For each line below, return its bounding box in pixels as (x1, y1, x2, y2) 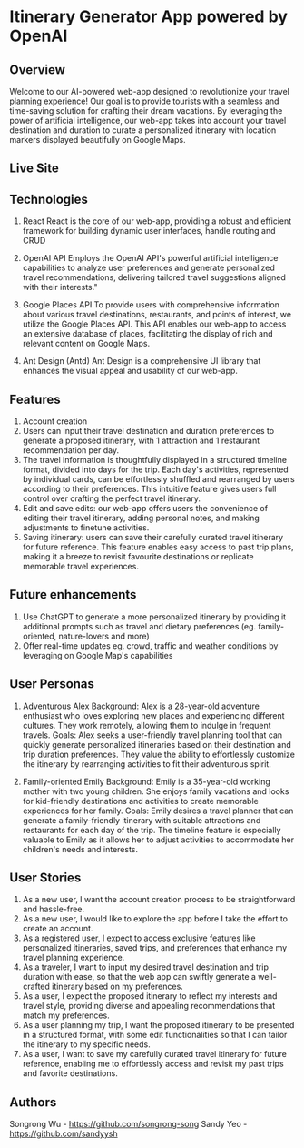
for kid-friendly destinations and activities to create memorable (22, 795, 259, 806)
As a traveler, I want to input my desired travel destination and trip (22, 962, 270, 972)
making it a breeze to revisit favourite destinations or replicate (22, 551, 254, 562)
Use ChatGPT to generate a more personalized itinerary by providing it (22, 611, 287, 622)
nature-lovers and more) (58, 630, 150, 641)
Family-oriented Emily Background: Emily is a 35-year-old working (22, 776, 270, 787)
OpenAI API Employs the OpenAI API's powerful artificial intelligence (22, 253, 279, 264)
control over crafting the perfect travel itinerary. (22, 493, 201, 504)
